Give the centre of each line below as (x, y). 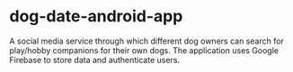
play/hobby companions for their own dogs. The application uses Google (144, 50)
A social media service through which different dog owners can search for (147, 41)
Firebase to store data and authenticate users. (95, 60)
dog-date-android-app (96, 16)
